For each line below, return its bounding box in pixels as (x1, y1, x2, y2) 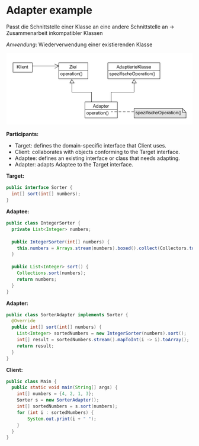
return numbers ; (17, 276, 57, 282)
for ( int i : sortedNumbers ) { (17, 409, 94, 415)
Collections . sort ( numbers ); (17, 270, 86, 276)
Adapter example (6, 4, 93, 17)
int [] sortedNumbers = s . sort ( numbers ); (17, 403, 118, 409)
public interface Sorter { (6, 185, 73, 191)
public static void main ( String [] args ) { (11, 384, 118, 391)
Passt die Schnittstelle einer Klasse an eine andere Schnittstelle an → (6, 23, 175, 30)
